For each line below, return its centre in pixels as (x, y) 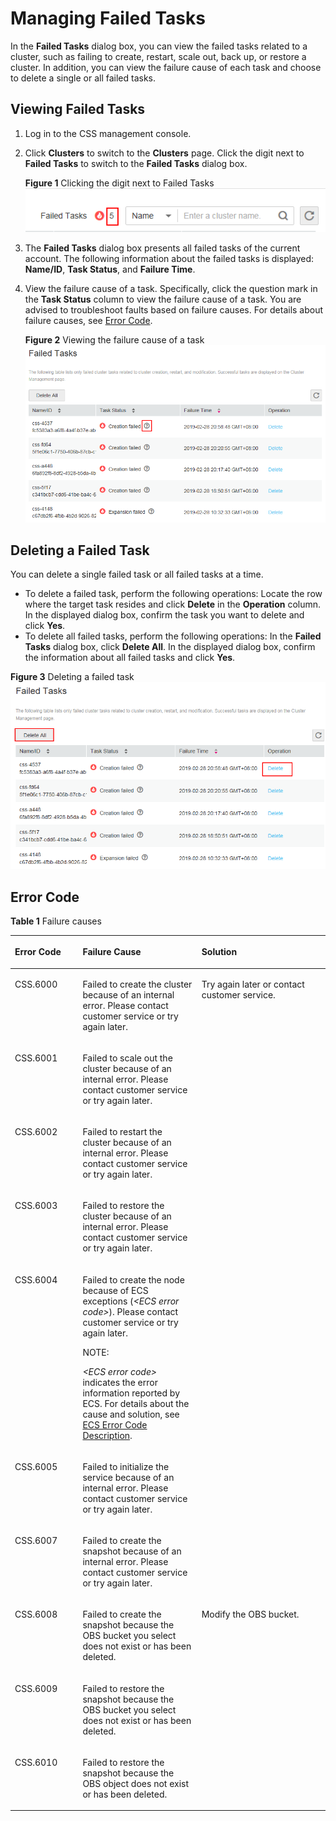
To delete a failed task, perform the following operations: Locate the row (173, 594)
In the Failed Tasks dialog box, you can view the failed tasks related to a (159, 46)
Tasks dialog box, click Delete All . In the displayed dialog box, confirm (170, 647)
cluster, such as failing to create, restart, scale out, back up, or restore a (158, 56)
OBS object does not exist (136, 1783)
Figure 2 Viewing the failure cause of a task (114, 339)
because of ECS (115, 1290)
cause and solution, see (131, 1414)
